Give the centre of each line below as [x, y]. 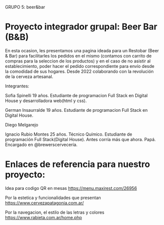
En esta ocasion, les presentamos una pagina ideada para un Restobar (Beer [82, 50]
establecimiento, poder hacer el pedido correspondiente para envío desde [80, 66]
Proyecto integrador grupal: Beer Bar [81, 27]
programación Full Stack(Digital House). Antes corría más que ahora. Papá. [81, 139]
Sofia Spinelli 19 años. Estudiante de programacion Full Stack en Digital [76, 95]
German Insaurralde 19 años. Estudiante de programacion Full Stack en [76, 110]
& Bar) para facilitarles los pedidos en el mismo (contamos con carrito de [78, 56]
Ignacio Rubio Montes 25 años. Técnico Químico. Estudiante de [69, 134]
